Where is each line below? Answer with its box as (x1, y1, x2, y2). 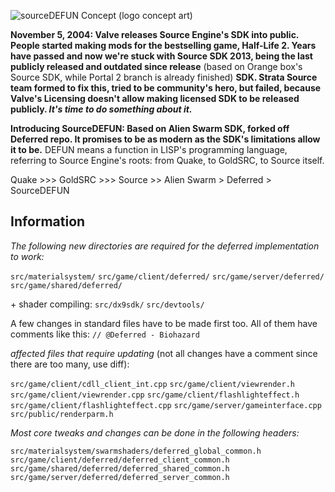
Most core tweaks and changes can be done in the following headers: (10, 426, 300, 439)
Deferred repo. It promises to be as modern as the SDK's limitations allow (10, 133, 321, 145)
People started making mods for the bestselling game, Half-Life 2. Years (10, 40, 317, 51)
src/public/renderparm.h (10, 409, 114, 419)
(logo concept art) (118, 10, 193, 21)
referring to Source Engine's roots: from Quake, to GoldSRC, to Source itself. (10, 155, 325, 166)
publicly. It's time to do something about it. (10, 103, 193, 115)
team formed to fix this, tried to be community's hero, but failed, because (10, 82, 322, 94)
